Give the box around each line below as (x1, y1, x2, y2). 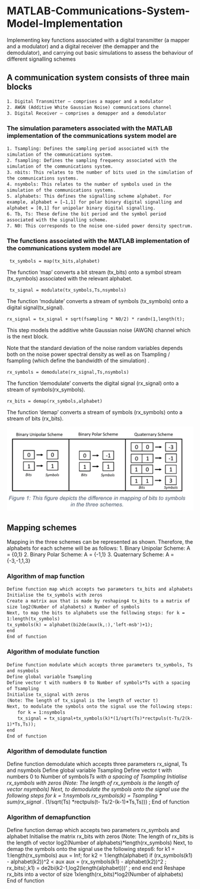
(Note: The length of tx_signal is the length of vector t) (7, 697, 159, 704)
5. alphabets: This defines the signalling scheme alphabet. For (7, 193, 172, 200)
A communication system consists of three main (7, 72, 190, 83)
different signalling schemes (7, 55, 76, 62)
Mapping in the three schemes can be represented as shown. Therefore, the (7, 538, 193, 546)
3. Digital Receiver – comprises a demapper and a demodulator (7, 110, 167, 116)
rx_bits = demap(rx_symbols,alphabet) (7, 398, 103, 405)
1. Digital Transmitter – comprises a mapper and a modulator (7, 98, 164, 105)
